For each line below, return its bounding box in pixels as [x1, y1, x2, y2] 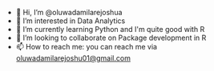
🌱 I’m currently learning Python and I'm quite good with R [15, 25, 205, 34]
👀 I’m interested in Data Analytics [15, 16, 126, 26]
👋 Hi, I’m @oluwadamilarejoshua [15, 8, 123, 17]
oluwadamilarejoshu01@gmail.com [15, 53, 131, 63]
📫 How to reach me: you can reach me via [15, 42, 158, 51]
